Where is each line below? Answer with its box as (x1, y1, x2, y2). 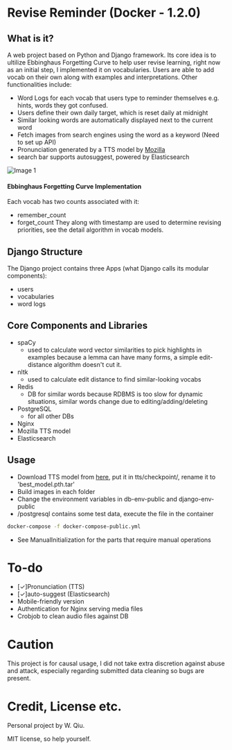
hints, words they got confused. (17, 101, 109, 109)
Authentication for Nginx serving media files (17, 605, 143, 613)
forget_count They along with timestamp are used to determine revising (17, 219, 222, 227)
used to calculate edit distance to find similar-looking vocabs (27, 375, 202, 383)
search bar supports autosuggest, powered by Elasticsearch (17, 153, 190, 161)
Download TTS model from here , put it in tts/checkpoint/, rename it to (17, 472, 216, 481)
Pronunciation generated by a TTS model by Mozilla (17, 146, 166, 153)
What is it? (7, 33, 54, 44)
